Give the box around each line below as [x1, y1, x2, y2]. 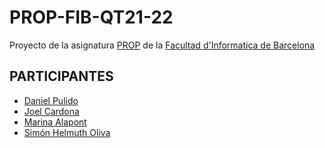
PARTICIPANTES [9, 68, 114, 85]
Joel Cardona [23, 105, 80, 117]
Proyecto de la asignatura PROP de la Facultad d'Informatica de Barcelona [9, 39, 316, 51]
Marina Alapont [23, 116, 87, 128]
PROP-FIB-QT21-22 [9, 6, 174, 29]
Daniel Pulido [23, 94, 79, 106]
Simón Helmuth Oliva [23, 126, 111, 138]
